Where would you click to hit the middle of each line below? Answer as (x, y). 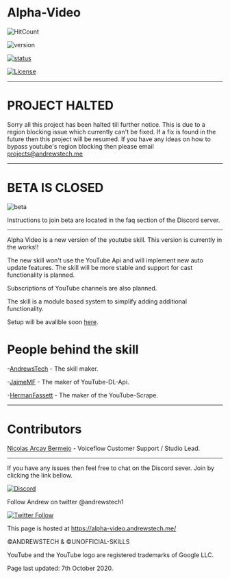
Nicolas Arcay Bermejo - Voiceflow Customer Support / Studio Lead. (104, 448)
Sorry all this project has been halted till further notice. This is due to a (106, 124)
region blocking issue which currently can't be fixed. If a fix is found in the (112, 132)
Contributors (44, 429)
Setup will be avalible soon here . (53, 322)
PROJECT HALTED (61, 106)
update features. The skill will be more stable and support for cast (100, 267)
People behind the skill (73, 349)
